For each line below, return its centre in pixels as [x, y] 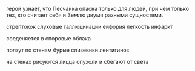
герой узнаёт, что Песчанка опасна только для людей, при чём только [98, 9]
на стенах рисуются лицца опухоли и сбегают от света [78, 62]
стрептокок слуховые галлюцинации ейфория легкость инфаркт [90, 27]
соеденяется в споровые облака [49, 38]
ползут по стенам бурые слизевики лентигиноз [68, 50]
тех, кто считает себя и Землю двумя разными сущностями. [85, 15]
